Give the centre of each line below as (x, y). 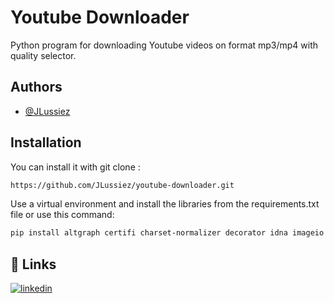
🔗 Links (33, 264)
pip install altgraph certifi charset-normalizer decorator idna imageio (167, 233)
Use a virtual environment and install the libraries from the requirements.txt (165, 204)
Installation (46, 142)
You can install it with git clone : (75, 167)
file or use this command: (62, 215)
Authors (36, 87)
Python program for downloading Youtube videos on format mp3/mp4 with (164, 45)
